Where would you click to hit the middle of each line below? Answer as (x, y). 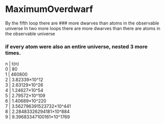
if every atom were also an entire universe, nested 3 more (76, 46)
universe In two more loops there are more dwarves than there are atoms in (83, 28)
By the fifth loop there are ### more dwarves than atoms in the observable (82, 23)
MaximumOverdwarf (49, 9)
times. (13, 52)
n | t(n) (12, 64)
